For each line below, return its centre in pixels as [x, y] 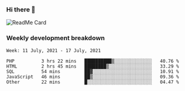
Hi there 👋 [21, 10]
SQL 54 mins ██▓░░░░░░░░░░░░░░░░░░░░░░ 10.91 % [93, 71]
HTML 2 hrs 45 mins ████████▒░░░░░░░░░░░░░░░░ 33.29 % [93, 66]
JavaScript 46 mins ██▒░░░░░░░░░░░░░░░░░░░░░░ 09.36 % [93, 77]
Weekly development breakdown [56, 38]
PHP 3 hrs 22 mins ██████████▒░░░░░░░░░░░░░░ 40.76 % [93, 61]
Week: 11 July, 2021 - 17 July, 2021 [54, 50]
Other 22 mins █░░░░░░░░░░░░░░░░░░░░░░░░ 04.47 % [93, 82]
